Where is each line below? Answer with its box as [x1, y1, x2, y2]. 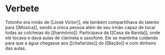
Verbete [5, 3, 39, 14]
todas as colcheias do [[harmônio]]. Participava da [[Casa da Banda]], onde [5, 29, 161, 35]
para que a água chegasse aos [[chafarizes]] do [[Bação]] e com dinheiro [5, 40, 157, 46]
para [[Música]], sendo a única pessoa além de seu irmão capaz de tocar [5, 24, 156, 30]
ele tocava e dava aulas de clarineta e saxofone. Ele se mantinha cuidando [5, 35, 159, 41]
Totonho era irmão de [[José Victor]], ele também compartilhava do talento [5, 19, 160, 25]
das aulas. [5, 45, 26, 51]
